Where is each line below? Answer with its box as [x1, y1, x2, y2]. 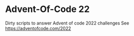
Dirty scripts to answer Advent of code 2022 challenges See [5, 20, 130, 26]
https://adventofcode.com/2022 [5, 25, 71, 31]
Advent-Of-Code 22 [5, 3, 90, 15]
